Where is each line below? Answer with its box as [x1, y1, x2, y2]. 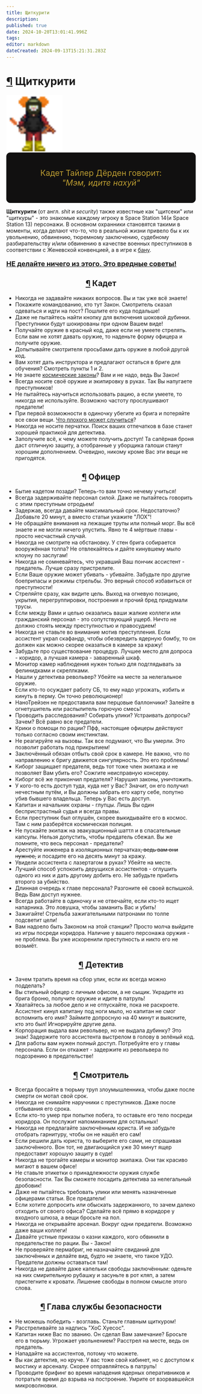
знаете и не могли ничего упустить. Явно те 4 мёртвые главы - [14, 526, 178, 533]
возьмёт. [14, 942, 38, 949]
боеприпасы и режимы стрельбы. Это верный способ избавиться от [14, 577, 192, 584]
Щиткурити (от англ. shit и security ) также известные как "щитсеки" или [6, 208, 194, 215]
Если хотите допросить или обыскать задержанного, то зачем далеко [14, 1201, 195, 1208]
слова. [14, 1284, 32, 1292]
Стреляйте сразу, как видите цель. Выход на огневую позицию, [14, 590, 179, 598]
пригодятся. [14, 454, 46, 461]
